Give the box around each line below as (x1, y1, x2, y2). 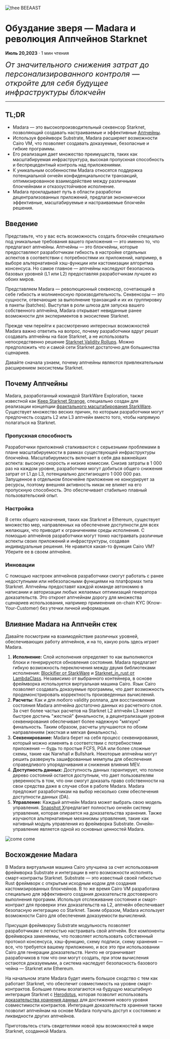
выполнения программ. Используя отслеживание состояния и (5, 896, 141, 902)
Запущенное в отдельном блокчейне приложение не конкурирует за (5, 476, 155, 482)
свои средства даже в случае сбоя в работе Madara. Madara (12, 783, 145, 789)
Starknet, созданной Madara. (5, 1028, 67, 1034)
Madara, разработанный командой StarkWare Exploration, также (5, 393, 143, 399)
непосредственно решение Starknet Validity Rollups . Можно (5, 338, 135, 344)
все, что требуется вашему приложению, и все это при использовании (5, 944, 160, 950)
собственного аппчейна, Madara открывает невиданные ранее (5, 307, 142, 314)
